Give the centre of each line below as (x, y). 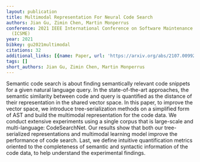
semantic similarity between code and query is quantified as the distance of (99, 96)
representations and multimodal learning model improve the (104, 134)
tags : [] (17, 61)
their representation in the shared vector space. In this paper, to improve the (100, 103)
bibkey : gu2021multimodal (38, 45)
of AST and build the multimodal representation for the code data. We (91, 115)
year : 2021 (20, 39)
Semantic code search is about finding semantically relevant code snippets (98, 84)
